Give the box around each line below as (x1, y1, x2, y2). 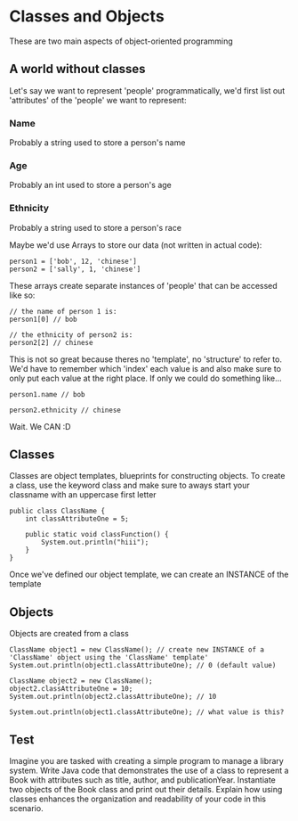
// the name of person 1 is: (9, 307, 117, 316)
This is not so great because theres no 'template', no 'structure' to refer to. (9, 354, 283, 365)
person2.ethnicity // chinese (9, 406, 122, 415)
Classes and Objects (9, 6, 165, 27)
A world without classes (9, 62, 146, 77)
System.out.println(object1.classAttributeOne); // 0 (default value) (9, 661, 277, 670)
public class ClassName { (9, 506, 105, 516)
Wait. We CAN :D (9, 421, 71, 431)
